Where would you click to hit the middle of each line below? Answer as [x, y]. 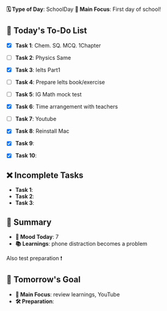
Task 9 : [25, 144]
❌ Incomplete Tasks [45, 175]
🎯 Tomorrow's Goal [43, 280]
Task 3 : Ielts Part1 [38, 70]
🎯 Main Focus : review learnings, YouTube [68, 294]
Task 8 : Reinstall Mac [42, 131]
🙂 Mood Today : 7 [37, 237]
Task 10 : [26, 156]
